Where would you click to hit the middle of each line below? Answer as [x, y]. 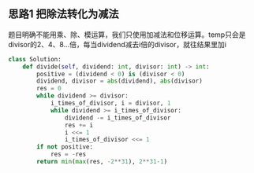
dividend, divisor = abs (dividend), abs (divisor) [120, 81]
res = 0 [49, 89]
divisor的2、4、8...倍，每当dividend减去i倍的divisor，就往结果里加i [118, 44]
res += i [78, 125]
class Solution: [35, 59]
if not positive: [65, 147]
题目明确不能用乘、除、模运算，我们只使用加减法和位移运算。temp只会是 [127, 35]
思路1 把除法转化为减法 [64, 14]
